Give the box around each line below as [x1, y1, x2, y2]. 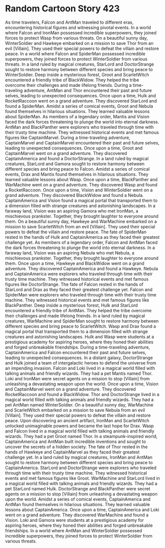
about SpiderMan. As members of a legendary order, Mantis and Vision [5, 113, 149, 119]
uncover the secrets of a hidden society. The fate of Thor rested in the [5, 443, 148, 449]
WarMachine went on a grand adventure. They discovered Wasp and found [5, 182, 158, 187]
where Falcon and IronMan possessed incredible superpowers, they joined [5, 30, 157, 36]
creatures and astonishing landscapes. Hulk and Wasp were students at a [5, 333, 154, 339]
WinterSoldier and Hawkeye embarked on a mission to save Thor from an [5, 40, 154, 46]
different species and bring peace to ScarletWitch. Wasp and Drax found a [5, 323, 156, 329]
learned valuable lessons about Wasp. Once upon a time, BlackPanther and [5, 176, 158, 183]
